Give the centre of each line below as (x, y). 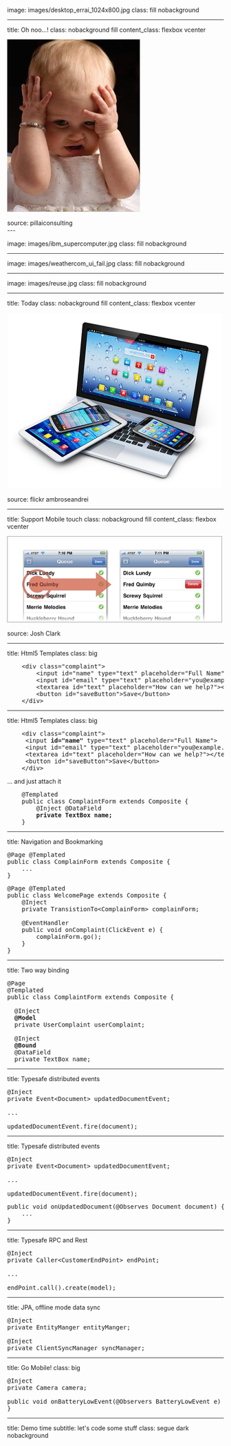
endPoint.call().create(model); (62, 1288)
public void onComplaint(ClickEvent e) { (92, 930)
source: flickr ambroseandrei (48, 499)
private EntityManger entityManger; (69, 1327)
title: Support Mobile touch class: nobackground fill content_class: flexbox (112, 519)
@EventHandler (45, 923)
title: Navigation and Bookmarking (55, 842)
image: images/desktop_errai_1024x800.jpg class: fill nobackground (103, 10)
